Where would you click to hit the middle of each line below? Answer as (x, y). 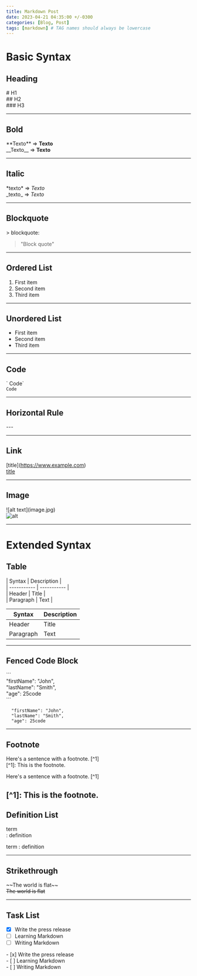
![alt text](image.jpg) (31, 509)
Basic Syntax (39, 57)
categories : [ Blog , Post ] (38, 22)
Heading (22, 79)
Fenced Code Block (42, 661)
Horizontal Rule (35, 413)
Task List (23, 915)
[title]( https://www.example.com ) (46, 465)
